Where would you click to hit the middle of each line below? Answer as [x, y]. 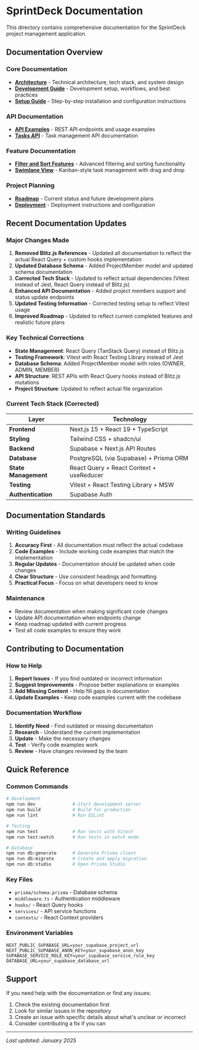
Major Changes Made [38, 240]
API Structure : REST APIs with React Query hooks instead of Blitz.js [97, 376]
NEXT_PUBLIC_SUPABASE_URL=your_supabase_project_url [73, 945]
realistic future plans [40, 323]
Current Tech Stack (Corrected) [53, 404]
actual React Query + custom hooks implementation [78, 260]
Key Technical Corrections [45, 338]
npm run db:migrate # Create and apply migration [76, 859]
